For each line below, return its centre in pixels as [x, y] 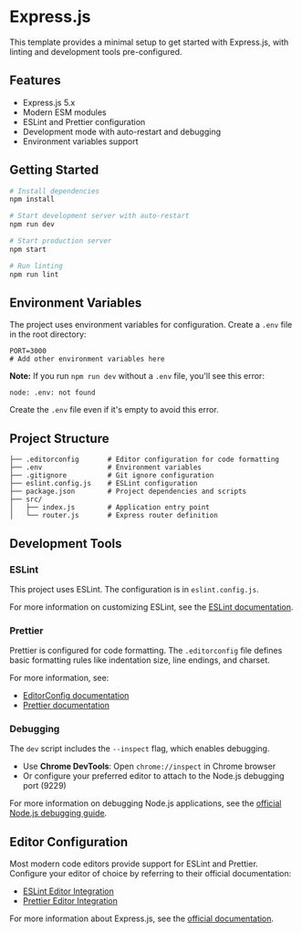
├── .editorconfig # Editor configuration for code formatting [145, 460]
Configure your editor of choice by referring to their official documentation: [151, 874]
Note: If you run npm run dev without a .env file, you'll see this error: [137, 376]
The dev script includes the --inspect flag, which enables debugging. [140, 749]
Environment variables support [80, 141]
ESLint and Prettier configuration [84, 121]
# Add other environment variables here [88, 359]
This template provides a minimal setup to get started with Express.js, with [149, 42]
